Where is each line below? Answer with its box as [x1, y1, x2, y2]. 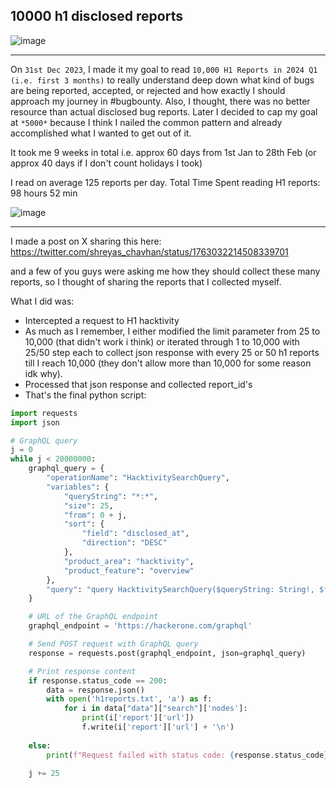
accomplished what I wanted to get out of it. [10, 127, 192, 139]
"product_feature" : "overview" [63, 565, 195, 576]
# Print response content [28, 666, 137, 676]
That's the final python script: [24, 389, 147, 401]
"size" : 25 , [63, 500, 114, 511]
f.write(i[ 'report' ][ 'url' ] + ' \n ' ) [81, 722, 235, 733]
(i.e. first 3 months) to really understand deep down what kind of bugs [10, 74, 315, 86]
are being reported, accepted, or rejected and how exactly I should [10, 84, 286, 96]
